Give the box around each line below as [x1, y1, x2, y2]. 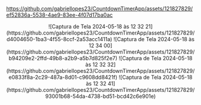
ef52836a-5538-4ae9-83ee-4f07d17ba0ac [6, 11, 113, 18]
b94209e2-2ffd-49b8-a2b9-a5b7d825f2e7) [8, 55, 118, 61]
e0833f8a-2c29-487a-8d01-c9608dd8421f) [8, 74, 118, 81]
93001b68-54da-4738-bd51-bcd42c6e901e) [45, 92, 156, 100]
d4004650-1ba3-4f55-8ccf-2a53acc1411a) [6, 36, 112, 42]
